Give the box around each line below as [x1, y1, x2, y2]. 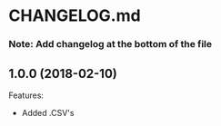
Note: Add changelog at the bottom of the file [8, 38, 213, 51]
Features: [8, 90, 45, 101]
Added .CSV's [21, 107, 75, 118]
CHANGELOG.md [8, 5, 142, 26]
